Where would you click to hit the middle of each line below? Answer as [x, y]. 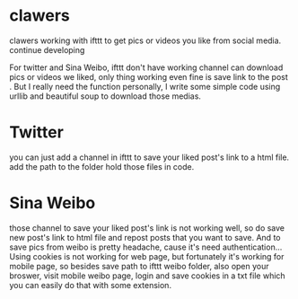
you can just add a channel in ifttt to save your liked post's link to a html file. [149, 157]
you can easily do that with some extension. [91, 285]
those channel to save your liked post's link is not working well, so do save [147, 228]
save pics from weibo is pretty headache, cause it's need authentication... [146, 247]
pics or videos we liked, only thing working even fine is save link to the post [149, 76]
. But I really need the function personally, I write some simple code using [145, 86]
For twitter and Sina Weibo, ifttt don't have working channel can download [146, 67]
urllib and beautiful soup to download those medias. [105, 96]
